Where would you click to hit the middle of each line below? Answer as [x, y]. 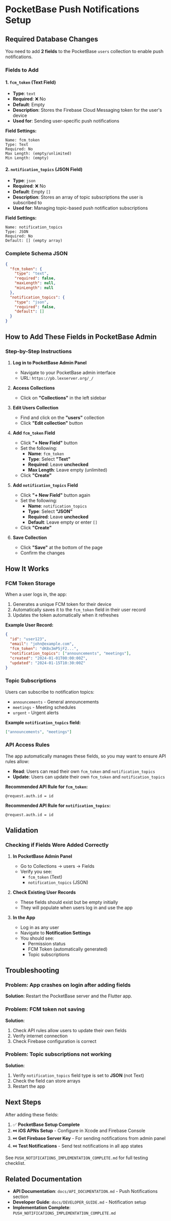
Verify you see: [36, 871]
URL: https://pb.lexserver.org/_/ [57, 378]
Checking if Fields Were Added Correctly [57, 845]
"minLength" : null [34, 288]
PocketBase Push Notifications [72, 9]
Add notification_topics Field [45, 485]
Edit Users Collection [35, 407]
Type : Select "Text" [49, 459]
